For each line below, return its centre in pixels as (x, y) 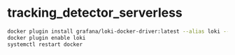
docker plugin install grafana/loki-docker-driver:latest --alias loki (114, 31)
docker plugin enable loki (47, 38)
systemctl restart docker (45, 44)
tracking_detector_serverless (95, 13)
